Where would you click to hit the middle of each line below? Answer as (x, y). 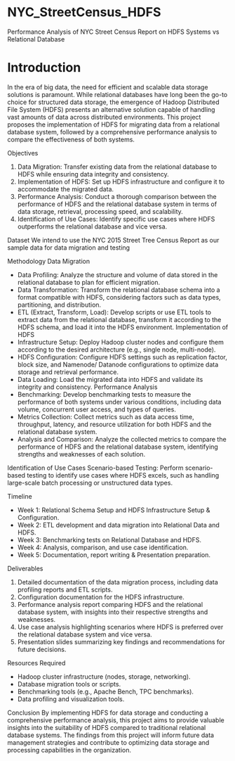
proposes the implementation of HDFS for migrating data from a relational (113, 124)
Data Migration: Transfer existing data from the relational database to (117, 167)
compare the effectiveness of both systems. (71, 139)
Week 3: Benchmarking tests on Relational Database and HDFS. (109, 539)
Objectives (23, 153)
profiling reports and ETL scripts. (65, 589)
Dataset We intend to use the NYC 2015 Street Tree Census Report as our (113, 240)
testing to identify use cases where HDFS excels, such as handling (123, 475)
